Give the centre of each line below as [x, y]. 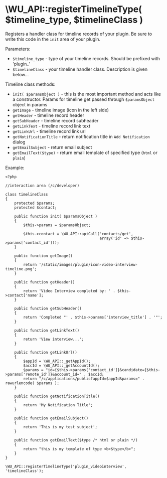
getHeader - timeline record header [48, 115]
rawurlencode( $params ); [32, 383]
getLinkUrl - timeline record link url [49, 131]
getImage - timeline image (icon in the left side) [61, 110]
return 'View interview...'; [54, 339]
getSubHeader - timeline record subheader [55, 120]
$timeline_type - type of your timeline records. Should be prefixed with [86, 58]
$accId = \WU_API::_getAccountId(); [61, 365]
